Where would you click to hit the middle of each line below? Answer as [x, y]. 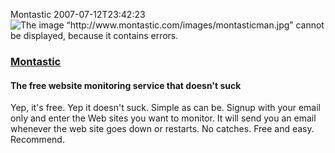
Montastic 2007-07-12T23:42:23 [78, 14]
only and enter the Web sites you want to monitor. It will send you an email [163, 118]
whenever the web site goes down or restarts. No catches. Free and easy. [162, 129]
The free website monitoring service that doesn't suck [126, 85]
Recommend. [37, 140]
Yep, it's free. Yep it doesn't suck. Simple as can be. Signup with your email [165, 108]
